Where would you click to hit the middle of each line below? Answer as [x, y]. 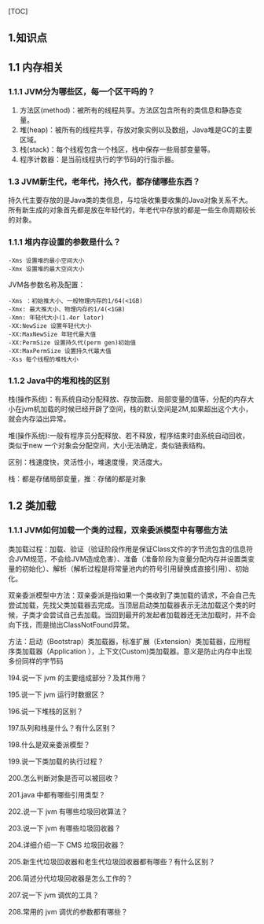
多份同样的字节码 [36, 661]
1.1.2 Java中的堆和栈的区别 [59, 381]
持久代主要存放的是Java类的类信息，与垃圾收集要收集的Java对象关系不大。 [130, 201]
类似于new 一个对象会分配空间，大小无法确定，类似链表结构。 [109, 445]
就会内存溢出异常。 [39, 418]
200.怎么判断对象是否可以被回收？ [64, 778]
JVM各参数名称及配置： [47, 284]
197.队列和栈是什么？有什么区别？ [62, 727]
